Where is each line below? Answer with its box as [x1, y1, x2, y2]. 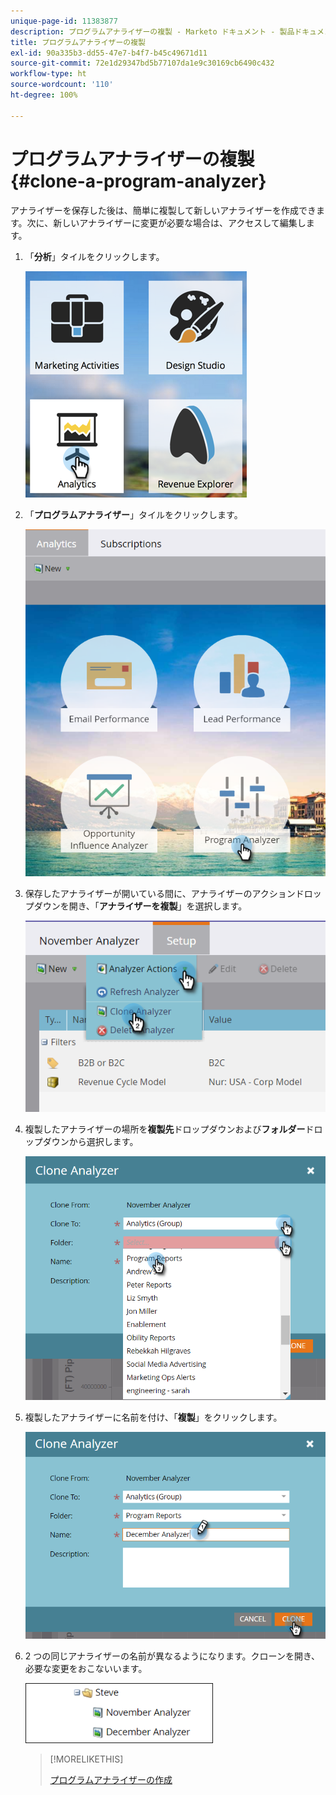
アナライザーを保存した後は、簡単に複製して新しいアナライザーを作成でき [10, 204, 317, 216]
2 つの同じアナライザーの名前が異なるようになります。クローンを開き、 [24, 1650, 320, 1662]
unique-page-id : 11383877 [10, 16, 118, 26]
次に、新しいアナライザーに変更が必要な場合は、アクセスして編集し [26, 216, 307, 229]
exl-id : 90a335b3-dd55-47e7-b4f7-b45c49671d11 [10, 48, 208, 58]
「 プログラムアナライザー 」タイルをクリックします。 [24, 508, 243, 520]
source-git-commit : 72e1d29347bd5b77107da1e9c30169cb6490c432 [10, 58, 275, 69]
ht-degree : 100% [10, 90, 78, 100]
